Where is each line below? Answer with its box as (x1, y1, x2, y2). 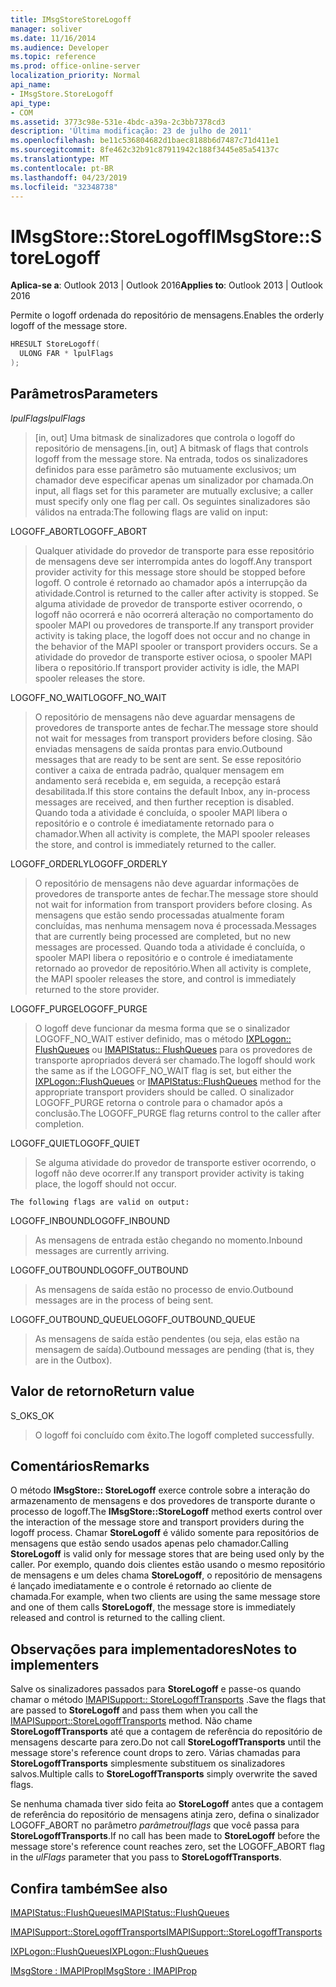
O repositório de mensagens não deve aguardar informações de (34, 877, 300, 889)
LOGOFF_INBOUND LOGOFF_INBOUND (10, 1214, 171, 1226)
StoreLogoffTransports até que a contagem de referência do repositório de (10, 1726, 323, 1738)
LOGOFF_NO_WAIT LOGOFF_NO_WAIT (10, 691, 167, 703)
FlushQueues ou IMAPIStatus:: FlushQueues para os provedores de (34, 1043, 313, 1055)
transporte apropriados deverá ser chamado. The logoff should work (34, 1054, 316, 1066)
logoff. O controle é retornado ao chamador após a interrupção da (34, 576, 308, 588)
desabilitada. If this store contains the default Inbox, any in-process (34, 785, 311, 797)
